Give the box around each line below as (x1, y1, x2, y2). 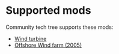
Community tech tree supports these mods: (5, 23, 114, 31)
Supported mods (5, 4, 91, 17)
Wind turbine (14, 35, 47, 42)
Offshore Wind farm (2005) (14, 41, 82, 49)
